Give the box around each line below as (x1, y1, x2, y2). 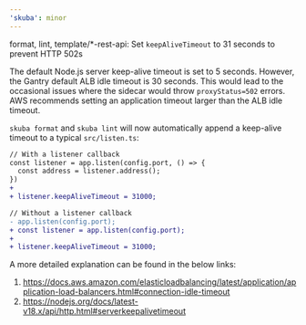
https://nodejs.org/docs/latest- (22, 296, 138, 307)
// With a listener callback (9, 150, 120, 159)
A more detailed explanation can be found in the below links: (9, 259, 237, 270)
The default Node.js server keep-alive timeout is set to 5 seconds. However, (9, 66, 295, 77)
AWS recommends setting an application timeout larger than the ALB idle (9, 95, 283, 106)
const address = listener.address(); (17, 166, 161, 176)
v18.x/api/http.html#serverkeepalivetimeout (22, 306, 187, 317)
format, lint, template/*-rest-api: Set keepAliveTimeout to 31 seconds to (9, 38, 276, 49)
